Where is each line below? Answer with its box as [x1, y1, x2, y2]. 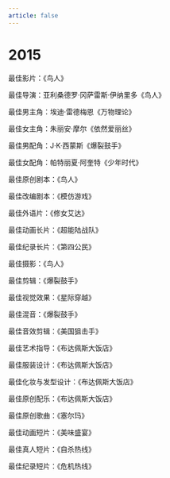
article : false [8, 11, 59, 20]
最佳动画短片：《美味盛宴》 [8, 427, 95, 437]
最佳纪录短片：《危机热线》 [8, 461, 95, 471]
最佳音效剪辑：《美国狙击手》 [8, 326, 102, 336]
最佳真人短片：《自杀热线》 [8, 444, 95, 453]
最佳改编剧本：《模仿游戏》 [8, 191, 95, 201]
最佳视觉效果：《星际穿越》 [8, 292, 95, 302]
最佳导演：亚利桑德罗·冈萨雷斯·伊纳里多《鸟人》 [8, 90, 166, 99]
